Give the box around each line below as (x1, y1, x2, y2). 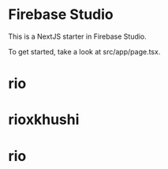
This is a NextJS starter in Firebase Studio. (8, 32, 147, 41)
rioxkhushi (8, 111, 80, 129)
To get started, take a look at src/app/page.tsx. (8, 47, 161, 56)
